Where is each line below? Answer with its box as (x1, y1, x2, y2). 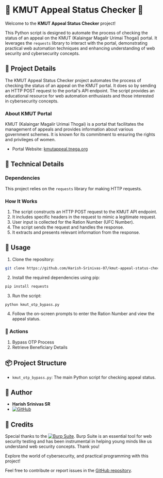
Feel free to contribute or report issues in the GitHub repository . (5, 468, 132, 474)
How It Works (5, 198, 38, 204)
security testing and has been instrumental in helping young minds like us (5, 439, 152, 445)
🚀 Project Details (5, 65, 56, 73)
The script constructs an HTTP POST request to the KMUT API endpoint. (12, 209, 158, 215)
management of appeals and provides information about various (5, 126, 133, 132)
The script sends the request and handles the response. (12, 224, 125, 230)
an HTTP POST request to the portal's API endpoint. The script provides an (5, 87, 155, 94)
